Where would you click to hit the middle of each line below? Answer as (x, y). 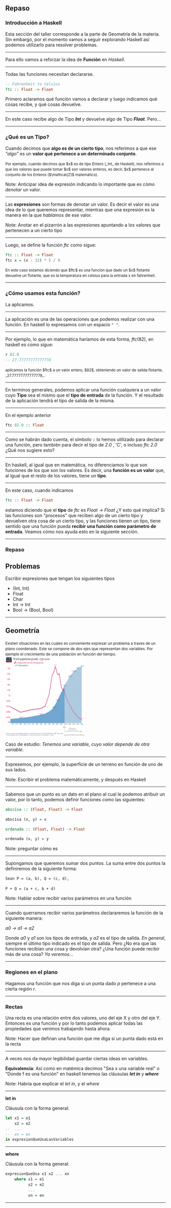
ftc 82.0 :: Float (25, 425)
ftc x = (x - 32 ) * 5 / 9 (33, 260)
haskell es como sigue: (29, 344)
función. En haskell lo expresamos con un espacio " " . (62, 324)
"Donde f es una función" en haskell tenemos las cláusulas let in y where (82, 1074)
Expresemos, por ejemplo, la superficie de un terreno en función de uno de (84, 764)
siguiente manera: (24, 918)
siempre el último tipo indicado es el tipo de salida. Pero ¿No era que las (81, 943)
